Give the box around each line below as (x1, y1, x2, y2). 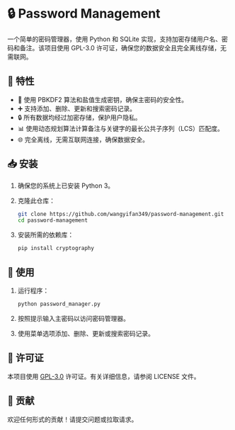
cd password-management (17, 217, 88, 224)
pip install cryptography (17, 245, 94, 252)
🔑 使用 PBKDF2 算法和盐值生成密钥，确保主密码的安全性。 (17, 95, 188, 103)
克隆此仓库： (17, 196, 55, 205)
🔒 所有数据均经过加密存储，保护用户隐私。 (17, 113, 142, 121)
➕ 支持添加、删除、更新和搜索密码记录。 (17, 104, 137, 113)
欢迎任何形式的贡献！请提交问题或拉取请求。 (7, 415, 138, 424)
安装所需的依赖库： (17, 231, 74, 239)
